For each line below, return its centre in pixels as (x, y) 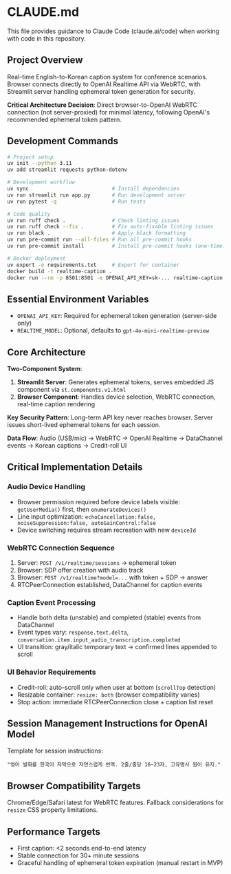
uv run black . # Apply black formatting (97, 233)
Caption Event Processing (52, 602)
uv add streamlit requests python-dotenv (67, 170)
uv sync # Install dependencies (93, 189)
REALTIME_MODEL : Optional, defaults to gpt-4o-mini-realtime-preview (113, 330)
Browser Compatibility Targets (74, 786)
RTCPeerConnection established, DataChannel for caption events (110, 585)
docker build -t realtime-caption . (59, 271)
